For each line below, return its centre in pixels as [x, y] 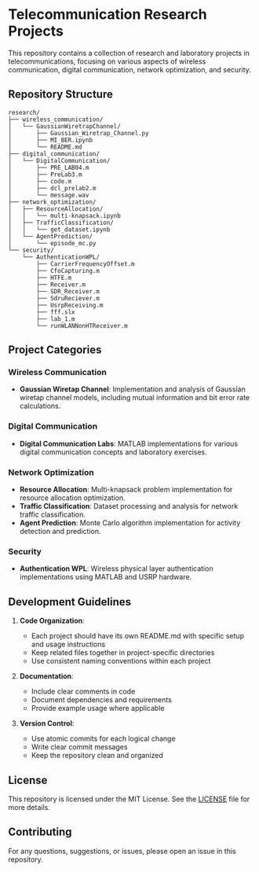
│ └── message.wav [49, 195]
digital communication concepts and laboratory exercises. [113, 452]
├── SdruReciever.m [68, 298]
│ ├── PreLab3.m [45, 175]
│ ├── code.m [40, 181]
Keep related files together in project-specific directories [123, 653]
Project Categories [55, 350]
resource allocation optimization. [72, 498]
